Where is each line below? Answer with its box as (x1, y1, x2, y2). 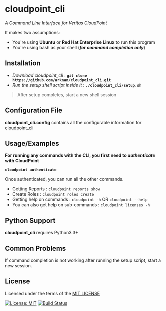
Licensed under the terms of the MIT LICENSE (5, 290, 100, 296)
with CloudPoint (5, 158, 39, 164)
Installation (5, 59, 41, 68)
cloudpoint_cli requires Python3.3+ (5, 230, 79, 236)
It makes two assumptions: (5, 29, 60, 35)
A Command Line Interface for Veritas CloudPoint (5, 20, 107, 26)
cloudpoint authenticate (5, 167, 57, 173)
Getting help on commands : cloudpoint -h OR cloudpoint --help (12, 196, 148, 203)
